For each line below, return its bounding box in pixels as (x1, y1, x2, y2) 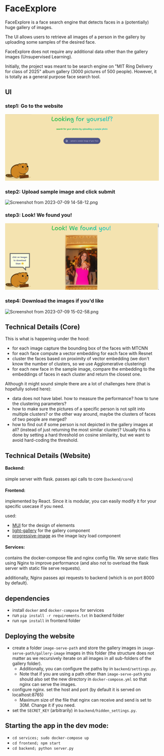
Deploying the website (5, 632, 75, 640)
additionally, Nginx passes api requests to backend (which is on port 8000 (5, 575, 155, 581)
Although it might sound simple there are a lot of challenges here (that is (5, 381, 150, 387)
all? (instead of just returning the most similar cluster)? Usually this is (12, 427, 151, 433)
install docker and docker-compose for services (12, 607, 104, 613)
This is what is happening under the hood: (5, 336, 90, 342)
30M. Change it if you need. (19, 702, 76, 708)
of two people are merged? (12, 416, 67, 422)
